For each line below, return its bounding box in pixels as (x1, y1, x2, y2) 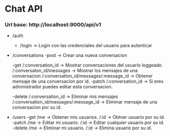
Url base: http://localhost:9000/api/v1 (5, 21, 101, 28)
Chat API (5, 3, 43, 15)
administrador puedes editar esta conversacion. (12, 84, 113, 90)
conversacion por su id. (12, 105, 62, 111)
